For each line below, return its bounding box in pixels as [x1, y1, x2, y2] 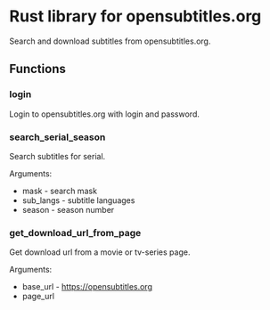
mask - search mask [21, 185, 98, 196]
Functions [9, 61, 67, 77]
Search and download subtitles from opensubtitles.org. [9, 36, 211, 46]
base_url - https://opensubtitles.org [21, 281, 153, 292]
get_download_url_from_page [9, 226, 142, 239]
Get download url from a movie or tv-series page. [9, 247, 191, 257]
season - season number [21, 204, 115, 215]
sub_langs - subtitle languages [21, 194, 135, 206]
